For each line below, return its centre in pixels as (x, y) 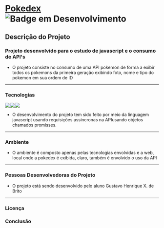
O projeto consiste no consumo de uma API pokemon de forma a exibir (83, 67)
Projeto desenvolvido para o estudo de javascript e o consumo (81, 51)
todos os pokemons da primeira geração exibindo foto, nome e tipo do (83, 72)
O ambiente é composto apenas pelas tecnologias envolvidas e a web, (83, 153)
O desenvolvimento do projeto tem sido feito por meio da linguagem (81, 114)
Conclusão (18, 221)
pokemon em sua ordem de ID (42, 77)
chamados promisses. (34, 125)
